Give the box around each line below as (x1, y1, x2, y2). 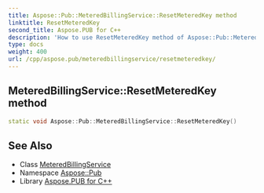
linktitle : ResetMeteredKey (8, 19, 101, 27)
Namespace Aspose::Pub (19, 168, 102, 177)
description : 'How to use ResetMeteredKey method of (8, 33, 185, 42)
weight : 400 (8, 48, 47, 56)
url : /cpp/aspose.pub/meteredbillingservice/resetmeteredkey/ (8, 56, 216, 64)
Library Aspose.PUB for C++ (19, 177, 112, 186)
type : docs (8, 41, 44, 49)
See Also (8, 139, 53, 152)
